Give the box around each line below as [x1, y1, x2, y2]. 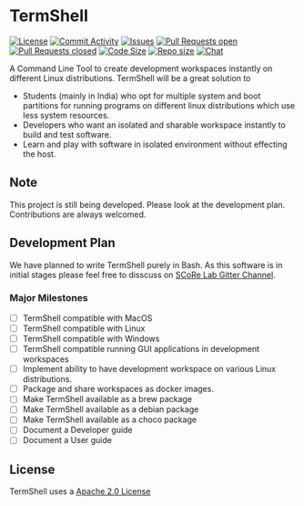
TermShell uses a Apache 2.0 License [9, 486, 151, 497]
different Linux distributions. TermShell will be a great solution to [9, 72, 251, 83]
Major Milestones [9, 292, 88, 305]
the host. [22, 148, 56, 160]
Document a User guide [22, 435, 112, 446]
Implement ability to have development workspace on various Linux [22, 364, 276, 375]
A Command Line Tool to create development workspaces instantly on [9, 63, 273, 74]
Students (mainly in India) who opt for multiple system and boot [22, 90, 261, 101]
